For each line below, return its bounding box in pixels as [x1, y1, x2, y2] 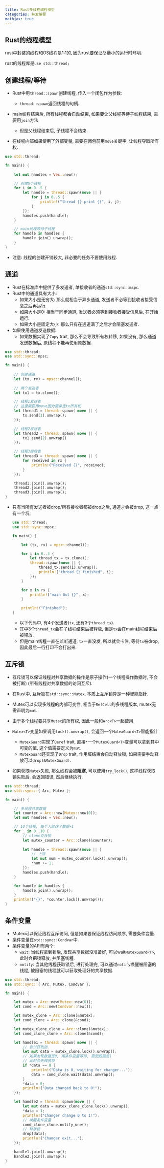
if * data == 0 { [23, 1063, 56, 1068]
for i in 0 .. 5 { [14, 186, 47, 191]
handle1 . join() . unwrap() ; [14, 1149, 67, 1154]
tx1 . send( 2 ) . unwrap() [23, 435, 67, 441]
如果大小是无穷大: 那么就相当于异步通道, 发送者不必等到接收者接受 [19, 296, 153, 302]
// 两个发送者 [14, 386, 39, 390]
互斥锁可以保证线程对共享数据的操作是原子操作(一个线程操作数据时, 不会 [12, 674, 158, 680]
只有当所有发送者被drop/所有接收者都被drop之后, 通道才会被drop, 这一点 [12, 504, 159, 510]
